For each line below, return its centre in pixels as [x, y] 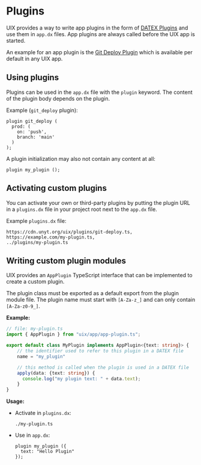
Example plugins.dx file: [36, 220]
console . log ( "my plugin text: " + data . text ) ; [81, 379]
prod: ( [21, 126]
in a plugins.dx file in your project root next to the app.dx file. [82, 209]
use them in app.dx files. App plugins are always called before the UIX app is [100, 34]
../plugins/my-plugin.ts [37, 242]
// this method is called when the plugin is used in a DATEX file [103, 367]
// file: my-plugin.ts [34, 329]
